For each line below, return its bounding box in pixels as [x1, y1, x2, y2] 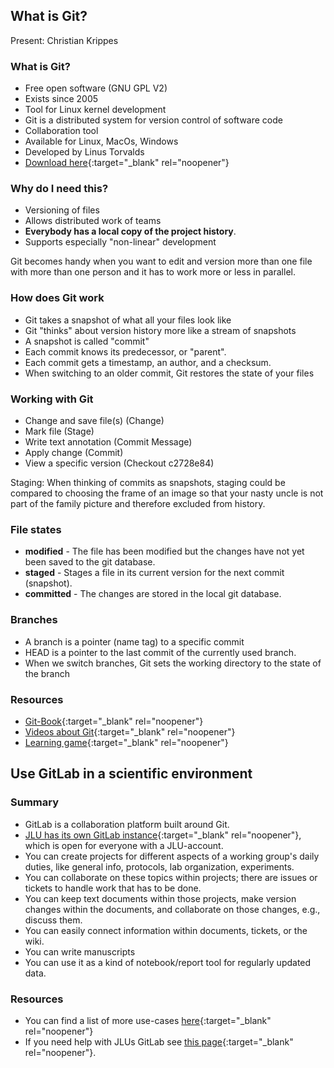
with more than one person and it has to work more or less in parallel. [10, 266, 296, 278]
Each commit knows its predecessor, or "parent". [24, 345, 227, 358]
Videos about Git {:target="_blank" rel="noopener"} [24, 725, 236, 738]
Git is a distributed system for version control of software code [24, 114, 283, 126]
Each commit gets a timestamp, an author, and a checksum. [24, 356, 272, 368]
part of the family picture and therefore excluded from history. [10, 498, 266, 509]
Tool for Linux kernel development [24, 104, 167, 116]
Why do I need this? [10, 182, 109, 196]
